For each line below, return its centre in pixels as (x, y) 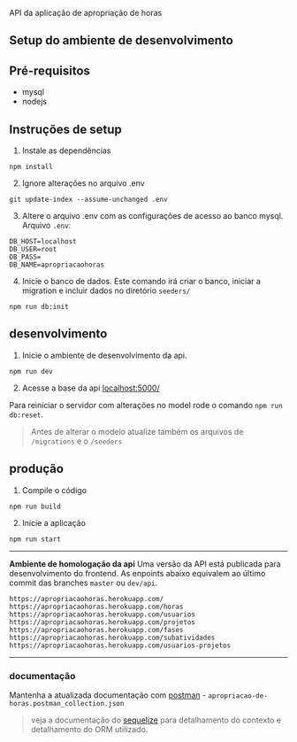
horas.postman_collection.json (67, 703)
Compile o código (54, 490)
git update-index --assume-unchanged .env (88, 200)
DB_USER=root (33, 250)
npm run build (35, 506)
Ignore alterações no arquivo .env (83, 183)
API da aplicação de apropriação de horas (86, 13)
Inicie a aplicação (54, 522)
